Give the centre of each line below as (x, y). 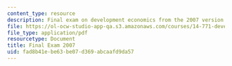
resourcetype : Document (41, 39)
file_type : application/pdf (48, 33)
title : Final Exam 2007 (41, 45)
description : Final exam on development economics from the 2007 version (116, 20)
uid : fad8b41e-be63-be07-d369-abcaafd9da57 (71, 52)
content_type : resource (41, 13)
